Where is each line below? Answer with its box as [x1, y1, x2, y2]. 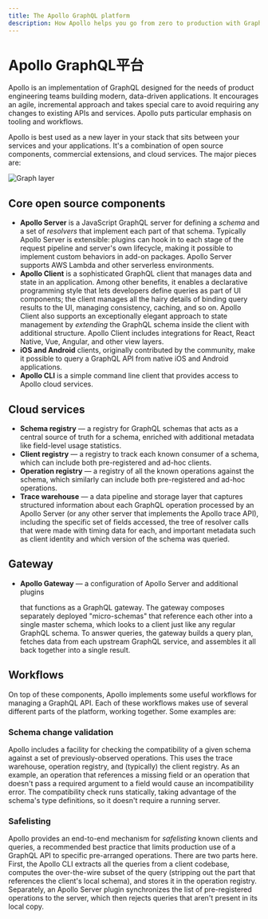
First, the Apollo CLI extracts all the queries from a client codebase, [8, 859, 230, 869]
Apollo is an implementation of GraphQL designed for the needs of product [8, 83, 254, 93]
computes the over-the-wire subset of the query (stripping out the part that [8, 868, 256, 877]
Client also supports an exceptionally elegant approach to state [19, 311, 228, 321]
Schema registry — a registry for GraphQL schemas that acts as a [19, 424, 238, 434]
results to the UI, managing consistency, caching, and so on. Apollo [19, 303, 242, 313]
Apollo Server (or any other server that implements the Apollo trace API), [19, 509, 259, 518]
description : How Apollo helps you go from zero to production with [8, 19, 241, 27]
